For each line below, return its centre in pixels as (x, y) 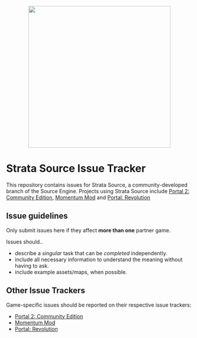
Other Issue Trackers (46, 290)
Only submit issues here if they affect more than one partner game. (88, 230)
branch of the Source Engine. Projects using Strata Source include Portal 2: (98, 191)
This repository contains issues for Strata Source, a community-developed (97, 185)
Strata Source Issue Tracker (76, 169)
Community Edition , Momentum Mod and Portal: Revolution (78, 197)
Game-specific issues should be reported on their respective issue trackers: (99, 305)
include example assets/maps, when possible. (71, 272)
